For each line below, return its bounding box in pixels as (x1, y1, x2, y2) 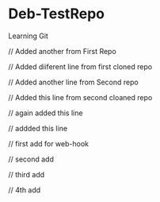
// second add (8, 154, 54, 164)
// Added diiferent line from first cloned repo (8, 61, 153, 72)
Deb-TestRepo (8, 5, 105, 23)
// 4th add (8, 185, 41, 195)
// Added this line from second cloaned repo (8, 92, 153, 102)
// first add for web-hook (8, 138, 90, 148)
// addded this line (8, 123, 68, 133)
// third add (8, 169, 45, 179)
